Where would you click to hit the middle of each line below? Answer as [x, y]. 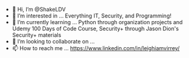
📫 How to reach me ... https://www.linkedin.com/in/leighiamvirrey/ [96, 48]
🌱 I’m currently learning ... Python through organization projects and [97, 22]
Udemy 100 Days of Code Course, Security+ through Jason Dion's [95, 28]
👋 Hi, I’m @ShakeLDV [39, 9]
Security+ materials [37, 35]
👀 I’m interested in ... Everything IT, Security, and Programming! [92, 16]
